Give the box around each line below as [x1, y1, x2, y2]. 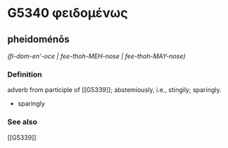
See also [7, 117, 38, 127]
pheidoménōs [7, 33, 70, 45]
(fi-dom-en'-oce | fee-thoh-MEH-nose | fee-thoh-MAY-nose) [7, 52, 186, 60]
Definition [7, 69, 42, 79]
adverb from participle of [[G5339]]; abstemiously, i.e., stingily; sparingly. [7, 86, 222, 94]
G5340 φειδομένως [7, 5, 128, 21]
